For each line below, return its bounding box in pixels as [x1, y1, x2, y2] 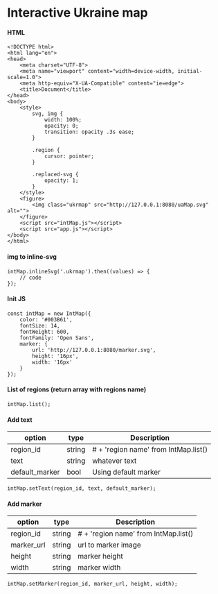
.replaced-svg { [32, 171, 79, 178]
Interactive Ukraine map [7, 5, 148, 21]
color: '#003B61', [19, 316, 73, 323]
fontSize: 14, [19, 322, 60, 329]
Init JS [7, 295, 26, 303]
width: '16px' [32, 359, 73, 366]
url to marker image [77, 540, 142, 550]
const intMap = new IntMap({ [7, 310, 91, 317]
